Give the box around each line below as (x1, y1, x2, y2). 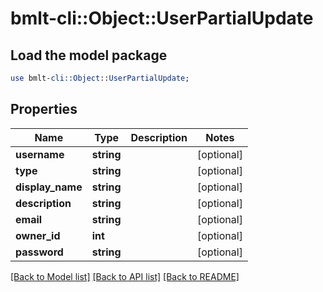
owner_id (15, 228, 61, 242)
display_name (15, 180, 83, 194)
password (15, 245, 64, 259)
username (15, 147, 65, 161)
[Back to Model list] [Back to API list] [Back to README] (10, 270, 240, 282)
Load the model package (10, 47, 168, 64)
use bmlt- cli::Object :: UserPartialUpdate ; (10, 73, 190, 83)
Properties (10, 101, 78, 118)
